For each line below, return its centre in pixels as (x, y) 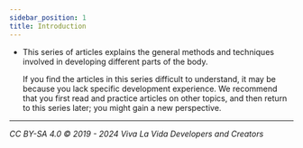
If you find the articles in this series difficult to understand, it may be (149, 79)
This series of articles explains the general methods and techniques (148, 51)
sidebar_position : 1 (48, 18)
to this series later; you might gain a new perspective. (122, 107)
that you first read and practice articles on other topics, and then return (155, 98)
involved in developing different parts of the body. (115, 61)
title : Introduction (48, 26)
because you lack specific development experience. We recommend (150, 88)
